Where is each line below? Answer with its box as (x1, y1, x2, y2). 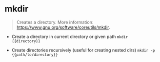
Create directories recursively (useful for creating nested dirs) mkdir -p (11, 47, 155, 53)
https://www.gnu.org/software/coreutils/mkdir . (16, 24, 110, 30)
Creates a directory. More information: (16, 19, 94, 25)
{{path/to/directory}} (11, 52, 58, 57)
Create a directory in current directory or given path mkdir (11, 34, 128, 39)
